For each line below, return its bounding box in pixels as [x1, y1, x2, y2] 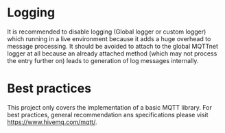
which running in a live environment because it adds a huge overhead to [7, 34, 211, 43]
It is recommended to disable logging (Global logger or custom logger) [7, 27, 206, 36]
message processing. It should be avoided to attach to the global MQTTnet [7, 42, 218, 50]
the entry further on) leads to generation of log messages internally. [7, 56, 199, 64]
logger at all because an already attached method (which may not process [7, 49, 217, 58]
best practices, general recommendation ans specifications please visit [7, 110, 209, 119]
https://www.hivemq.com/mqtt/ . [7, 118, 97, 126]
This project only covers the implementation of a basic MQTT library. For [7, 103, 213, 111]
